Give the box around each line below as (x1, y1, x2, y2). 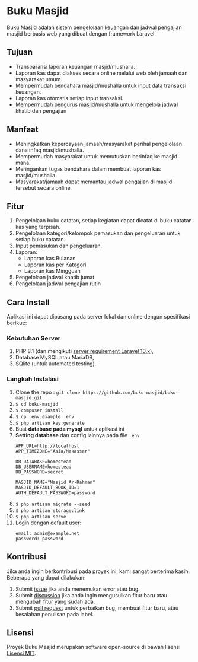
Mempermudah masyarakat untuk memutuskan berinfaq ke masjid (15, 152, 178, 160)
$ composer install (15, 408, 64, 413)
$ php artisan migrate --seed (15, 501, 91, 507)
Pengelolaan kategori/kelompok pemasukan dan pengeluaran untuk (15, 230, 181, 237)
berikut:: (7, 319, 27, 327)
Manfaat (7, 125, 39, 135)
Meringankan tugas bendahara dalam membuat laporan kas (15, 165, 161, 173)
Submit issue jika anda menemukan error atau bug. (15, 585, 140, 593)
